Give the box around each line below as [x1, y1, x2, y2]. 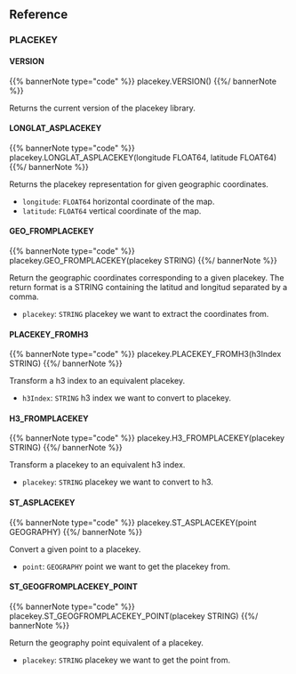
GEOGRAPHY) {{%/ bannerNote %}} [9, 526, 143, 537]
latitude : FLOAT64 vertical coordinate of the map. [21, 205, 202, 216]
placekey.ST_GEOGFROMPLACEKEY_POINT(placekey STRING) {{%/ [9, 610, 259, 621]
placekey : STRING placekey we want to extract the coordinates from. [21, 308, 269, 319]
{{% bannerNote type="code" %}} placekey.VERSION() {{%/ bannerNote [9, 76, 277, 86]
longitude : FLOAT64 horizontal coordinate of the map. [21, 196, 215, 207]
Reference [9, 7, 68, 22]
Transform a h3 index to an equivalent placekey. [9, 376, 185, 386]
